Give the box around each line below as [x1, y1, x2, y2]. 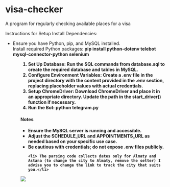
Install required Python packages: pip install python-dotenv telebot [12, 45, 156, 52]
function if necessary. [28, 99, 76, 105]
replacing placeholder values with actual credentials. [28, 83, 143, 89]
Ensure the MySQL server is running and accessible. [28, 128, 142, 134]
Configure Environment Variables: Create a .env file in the [28, 72, 153, 78]
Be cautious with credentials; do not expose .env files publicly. [28, 144, 164, 150]
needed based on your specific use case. [28, 138, 117, 145]
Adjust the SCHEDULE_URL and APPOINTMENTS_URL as [28, 133, 150, 139]
